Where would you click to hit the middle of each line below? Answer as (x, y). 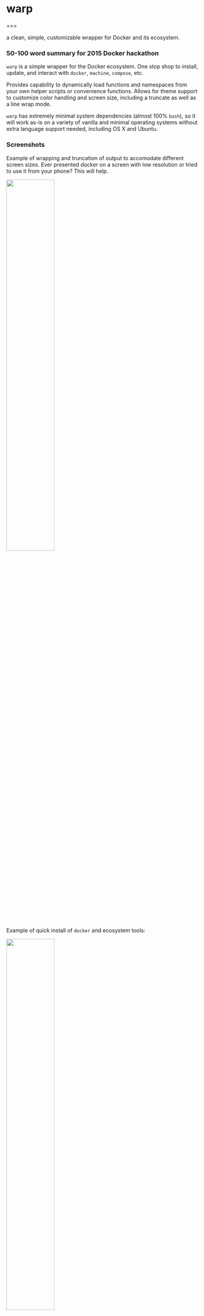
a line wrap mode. (29, 104)
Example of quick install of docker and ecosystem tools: (76, 930)
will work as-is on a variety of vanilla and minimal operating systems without (102, 122)
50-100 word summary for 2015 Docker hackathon (83, 53)
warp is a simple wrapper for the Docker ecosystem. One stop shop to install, (102, 66)
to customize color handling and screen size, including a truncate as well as (101, 98)
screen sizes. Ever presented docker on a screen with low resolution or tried (102, 164)
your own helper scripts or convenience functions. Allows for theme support (102, 91)
